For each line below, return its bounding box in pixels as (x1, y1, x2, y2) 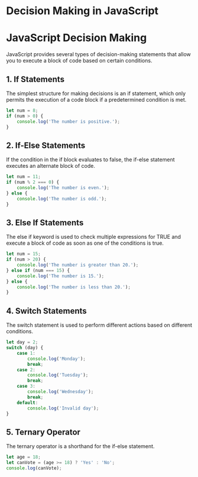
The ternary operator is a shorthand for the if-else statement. (6, 443, 155, 450)
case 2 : (17, 366, 35, 373)
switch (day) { (6, 345, 44, 351)
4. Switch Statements (6, 306, 87, 316)
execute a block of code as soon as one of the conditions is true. (6, 239, 164, 246)
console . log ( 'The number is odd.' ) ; (17, 196, 108, 202)
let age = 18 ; (6, 454, 41, 460)
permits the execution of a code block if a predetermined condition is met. (6, 96, 187, 103)
